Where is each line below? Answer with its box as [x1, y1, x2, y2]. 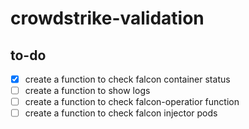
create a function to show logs [24, 85, 151, 97]
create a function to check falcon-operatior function [24, 96, 240, 108]
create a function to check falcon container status [24, 73, 231, 85]
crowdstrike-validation [10, 7, 205, 30]
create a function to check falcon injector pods [24, 107, 218, 119]
